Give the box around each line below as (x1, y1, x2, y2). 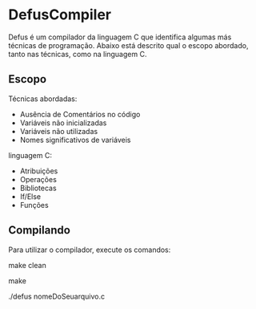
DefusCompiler (8, 6, 112, 24)
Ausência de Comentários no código (19, 109, 141, 119)
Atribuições (19, 166, 58, 176)
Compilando (8, 223, 70, 238)
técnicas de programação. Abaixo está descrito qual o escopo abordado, (8, 40, 249, 50)
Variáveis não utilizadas (19, 126, 98, 136)
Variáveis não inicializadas (19, 118, 107, 128)
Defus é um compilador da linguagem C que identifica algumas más (8, 32, 232, 42)
